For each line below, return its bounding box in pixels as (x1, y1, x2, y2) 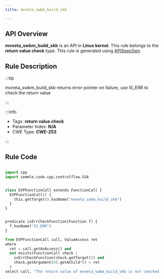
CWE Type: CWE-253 (12, 129, 57, 135)
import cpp (5, 170, 27, 175)
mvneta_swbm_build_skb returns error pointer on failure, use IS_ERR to (5, 84, 149, 91)
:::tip (5, 75, 14, 81)
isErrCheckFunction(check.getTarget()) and (14, 255, 105, 260)
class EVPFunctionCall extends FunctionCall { (5, 188, 102, 193)
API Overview (5, 30, 48, 38)
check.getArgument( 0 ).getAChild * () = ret (14, 260, 100, 265)
